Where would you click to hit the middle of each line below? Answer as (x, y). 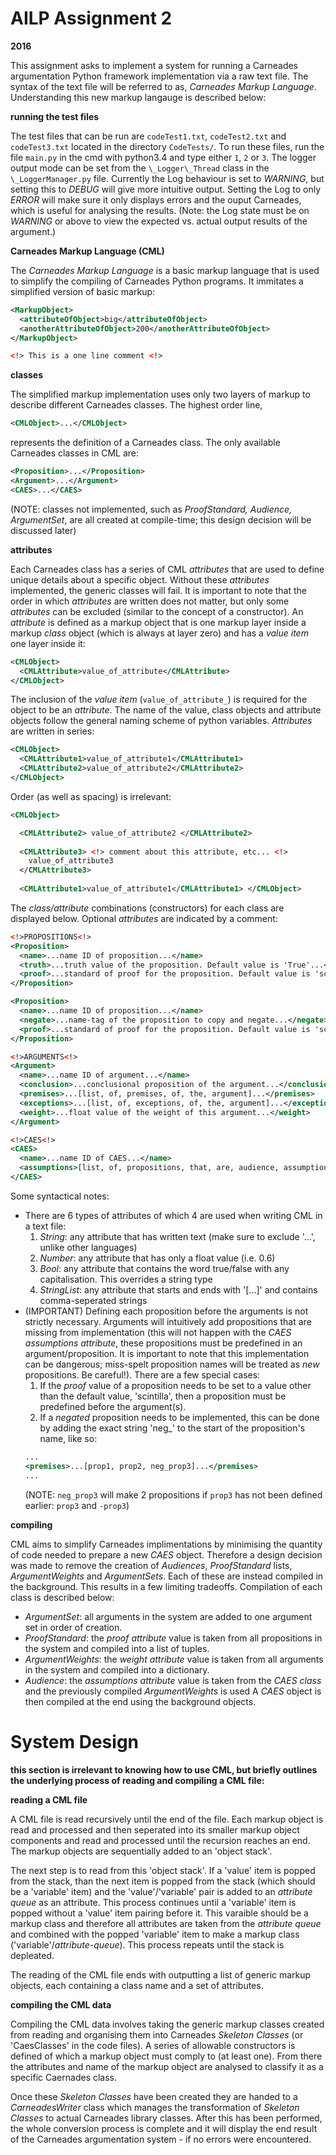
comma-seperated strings (93, 1300)
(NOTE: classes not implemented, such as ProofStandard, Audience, (151, 509)
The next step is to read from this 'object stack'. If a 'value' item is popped (163, 1870)
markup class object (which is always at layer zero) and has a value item (159, 633)
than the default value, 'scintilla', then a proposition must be (163, 1396)
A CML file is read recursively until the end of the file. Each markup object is (167, 1819)
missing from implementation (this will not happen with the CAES (158, 1332)
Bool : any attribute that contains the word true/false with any (164, 1268)
